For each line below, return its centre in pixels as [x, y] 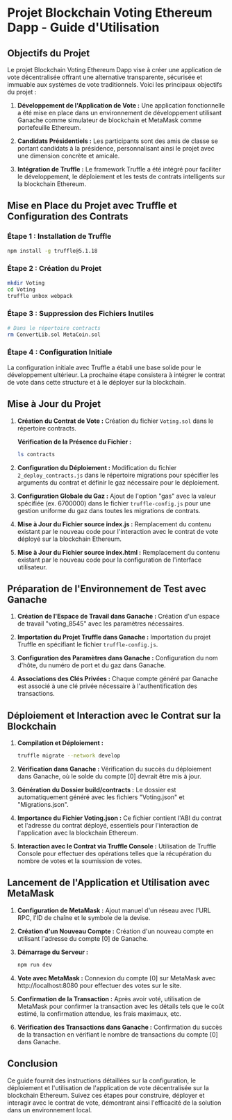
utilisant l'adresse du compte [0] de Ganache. [83, 938]
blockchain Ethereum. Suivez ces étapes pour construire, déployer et [106, 1095]
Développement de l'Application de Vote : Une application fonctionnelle [121, 105]
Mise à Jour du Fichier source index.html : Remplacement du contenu [118, 552]
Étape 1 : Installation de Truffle [59, 236]
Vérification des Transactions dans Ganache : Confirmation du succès [119, 1027]
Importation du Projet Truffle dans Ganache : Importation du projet [114, 637]
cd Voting [22, 290]
